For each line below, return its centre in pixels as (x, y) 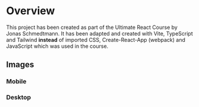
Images (20, 65)
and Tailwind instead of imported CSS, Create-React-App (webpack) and (96, 40)
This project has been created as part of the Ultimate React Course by (92, 27)
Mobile (16, 82)
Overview (31, 11)
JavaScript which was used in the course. (57, 46)
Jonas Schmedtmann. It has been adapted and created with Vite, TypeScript (99, 33)
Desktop (19, 98)
